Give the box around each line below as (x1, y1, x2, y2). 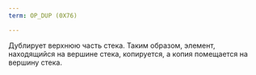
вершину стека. (8, 57, 63, 67)
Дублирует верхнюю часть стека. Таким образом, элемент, (8, 41, 216, 50)
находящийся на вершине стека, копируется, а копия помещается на (8, 49, 249, 58)
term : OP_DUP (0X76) (8, 11, 78, 20)
